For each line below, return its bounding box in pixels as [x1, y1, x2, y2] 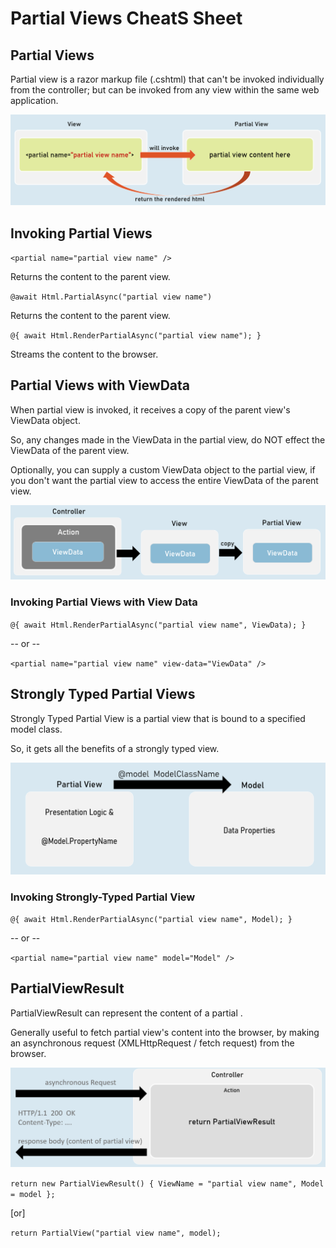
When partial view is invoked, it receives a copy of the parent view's [10, 403, 291, 416]
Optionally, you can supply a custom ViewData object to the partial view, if [10, 463, 316, 476]
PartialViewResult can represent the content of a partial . [10, 1007, 243, 1019]
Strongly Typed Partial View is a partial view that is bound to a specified [10, 712, 306, 724]
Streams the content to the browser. [10, 348, 159, 360]
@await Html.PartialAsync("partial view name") [10, 292, 213, 302]
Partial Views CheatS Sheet [10, 7, 243, 30]
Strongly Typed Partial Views [10, 686, 196, 703]
